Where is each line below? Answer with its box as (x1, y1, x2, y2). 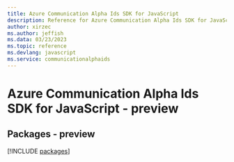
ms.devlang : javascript (7, 50, 77, 57)
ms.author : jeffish (7, 29, 64, 37)
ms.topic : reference (7, 43, 68, 50)
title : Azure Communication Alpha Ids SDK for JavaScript (7, 10, 179, 17)
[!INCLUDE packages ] (7, 147, 70, 155)
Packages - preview (7, 128, 95, 140)
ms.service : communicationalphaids (7, 56, 111, 63)
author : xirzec (7, 23, 52, 30)
